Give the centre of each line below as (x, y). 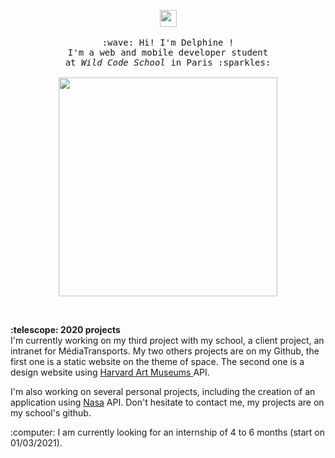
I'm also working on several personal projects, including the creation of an (163, 391)
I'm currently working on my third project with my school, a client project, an (167, 340)
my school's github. (51, 413)
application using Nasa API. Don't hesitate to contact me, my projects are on (167, 402)
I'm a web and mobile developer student (168, 52)
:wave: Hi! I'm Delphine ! (168, 42)
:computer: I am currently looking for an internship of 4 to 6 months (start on (168, 432)
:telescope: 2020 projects (65, 329)
